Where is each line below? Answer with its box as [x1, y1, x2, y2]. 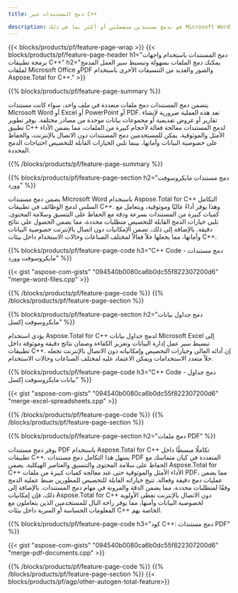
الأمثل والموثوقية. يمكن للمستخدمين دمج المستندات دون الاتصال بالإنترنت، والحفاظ [8, 131, 225, 139]
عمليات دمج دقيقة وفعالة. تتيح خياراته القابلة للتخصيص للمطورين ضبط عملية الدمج [8, 475, 222, 484]
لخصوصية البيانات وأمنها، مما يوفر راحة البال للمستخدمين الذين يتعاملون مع [8, 498, 204, 506]
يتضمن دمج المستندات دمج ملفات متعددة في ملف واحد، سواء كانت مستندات [8, 100, 209, 109]
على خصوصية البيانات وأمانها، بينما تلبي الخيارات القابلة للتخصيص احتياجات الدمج [8, 138, 218, 146]
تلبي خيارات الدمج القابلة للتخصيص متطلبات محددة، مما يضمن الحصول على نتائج [8, 217, 219, 226]
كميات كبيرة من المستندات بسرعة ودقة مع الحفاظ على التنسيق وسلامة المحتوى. [8, 210, 220, 218]
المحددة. [8, 146, 31, 154]
